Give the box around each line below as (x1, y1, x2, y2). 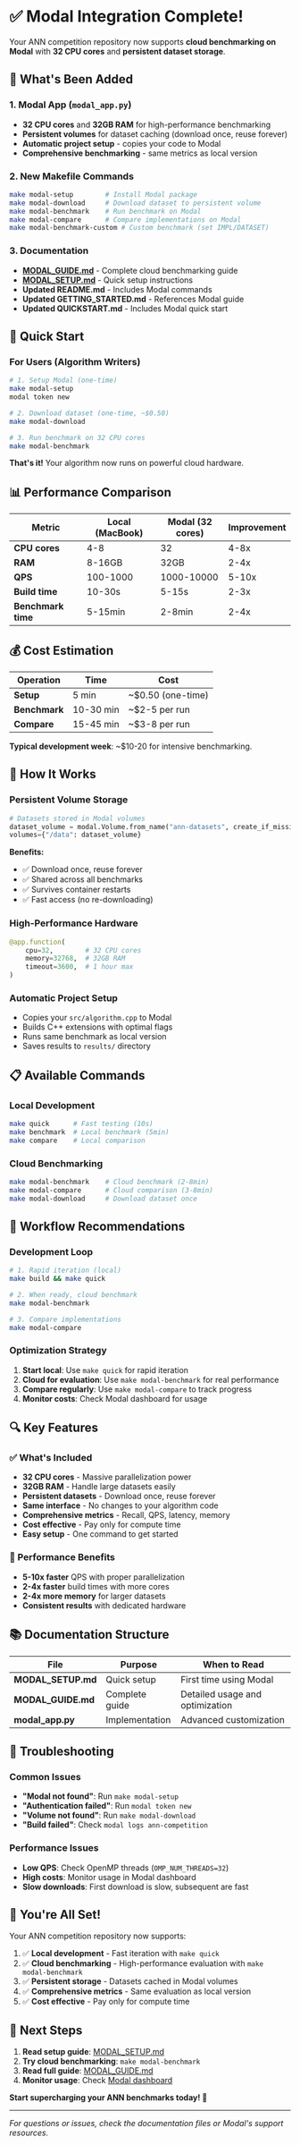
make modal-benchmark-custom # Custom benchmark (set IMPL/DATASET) (9, 224, 270, 233)
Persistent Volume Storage (9, 793, 129, 806)
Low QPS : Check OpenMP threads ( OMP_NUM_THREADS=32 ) (21, 1862, 229, 1873)
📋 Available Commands (9, 1067, 146, 1083)
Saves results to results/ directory (21, 1040, 152, 1052)
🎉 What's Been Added (9, 72, 134, 87)
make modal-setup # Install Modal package (9, 190, 198, 199)
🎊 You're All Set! (9, 1907, 101, 1922)
